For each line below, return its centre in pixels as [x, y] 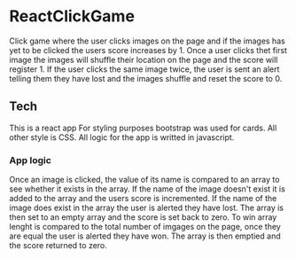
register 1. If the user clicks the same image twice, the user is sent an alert [144, 69]
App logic [30, 160]
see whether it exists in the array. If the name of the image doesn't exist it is [147, 189]
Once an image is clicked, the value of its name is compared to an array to [144, 180]
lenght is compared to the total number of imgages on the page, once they [145, 227]
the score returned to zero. [58, 246]
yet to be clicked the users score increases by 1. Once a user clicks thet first [148, 50]
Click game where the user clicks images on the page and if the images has [147, 41]
